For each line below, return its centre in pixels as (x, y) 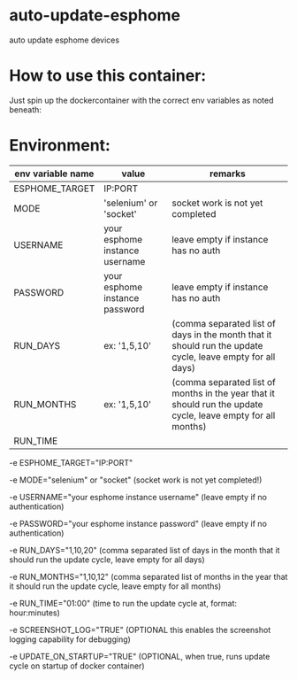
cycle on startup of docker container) (77, 666)
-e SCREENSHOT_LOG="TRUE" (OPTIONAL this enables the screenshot (140, 630)
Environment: (60, 146)
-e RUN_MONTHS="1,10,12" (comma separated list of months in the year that (148, 576)
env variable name (54, 174)
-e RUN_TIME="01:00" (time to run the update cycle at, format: (123, 603)
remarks (227, 174)
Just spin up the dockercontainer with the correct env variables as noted (141, 100)
